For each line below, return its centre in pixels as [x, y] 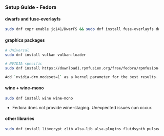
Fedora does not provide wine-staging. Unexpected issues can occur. [82, 107]
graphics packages [25, 40]
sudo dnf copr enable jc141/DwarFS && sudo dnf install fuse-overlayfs [79, 29]
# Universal [17, 51]
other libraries [20, 119]
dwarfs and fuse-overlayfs [33, 19]
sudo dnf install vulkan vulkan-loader [46, 55]
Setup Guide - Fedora [31, 7]
